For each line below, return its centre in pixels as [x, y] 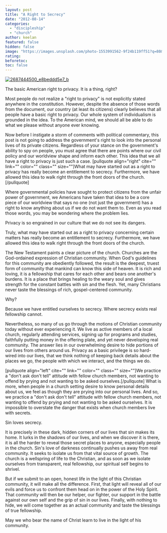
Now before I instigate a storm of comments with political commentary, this [82, 135]
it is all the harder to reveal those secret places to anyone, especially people [83, 443]
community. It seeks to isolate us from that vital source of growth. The [77, 453]
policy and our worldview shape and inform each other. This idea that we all [83, 156]
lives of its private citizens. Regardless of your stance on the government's [82, 145]
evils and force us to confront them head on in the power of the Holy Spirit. [82, 489]
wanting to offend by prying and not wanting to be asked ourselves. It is [79, 402]
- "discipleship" [28, 28]
